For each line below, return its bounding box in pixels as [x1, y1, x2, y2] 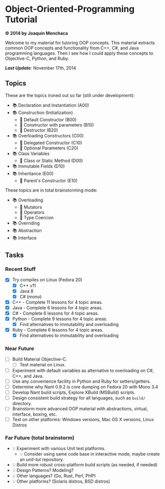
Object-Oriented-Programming [5, 3, 134, 15]
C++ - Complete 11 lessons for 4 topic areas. [12, 299, 103, 305]
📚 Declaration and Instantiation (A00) [12, 102, 90, 108]
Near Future [5, 345, 34, 352]
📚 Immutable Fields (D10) [12, 163, 65, 169]
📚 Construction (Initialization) [12, 109, 73, 115]
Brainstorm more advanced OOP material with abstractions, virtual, [12, 405, 148, 412]
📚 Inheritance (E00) [12, 170, 54, 176]
